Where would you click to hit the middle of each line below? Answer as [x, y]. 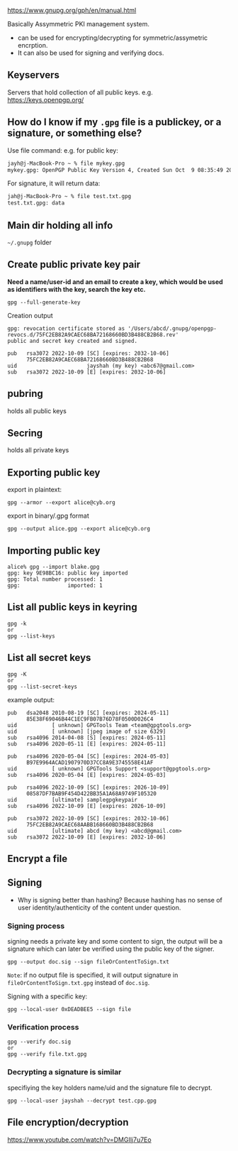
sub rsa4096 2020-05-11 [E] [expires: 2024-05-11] [87, 744]
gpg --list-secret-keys [42, 687]
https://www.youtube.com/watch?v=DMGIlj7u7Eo [79, 1140]
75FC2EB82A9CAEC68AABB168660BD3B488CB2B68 [90, 824]
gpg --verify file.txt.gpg [47, 1054]
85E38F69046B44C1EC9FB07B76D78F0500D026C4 [90, 719]
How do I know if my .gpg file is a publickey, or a [114, 122]
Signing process [36, 926]
